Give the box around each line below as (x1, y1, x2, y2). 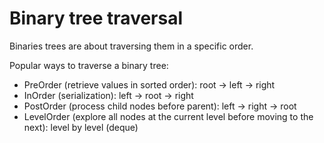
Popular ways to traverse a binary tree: (9, 59, 169, 71)
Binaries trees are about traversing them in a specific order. (9, 40, 254, 52)
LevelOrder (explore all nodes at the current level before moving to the (23, 110, 314, 122)
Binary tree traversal (9, 7, 184, 30)
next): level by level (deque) (23, 121, 139, 133)
